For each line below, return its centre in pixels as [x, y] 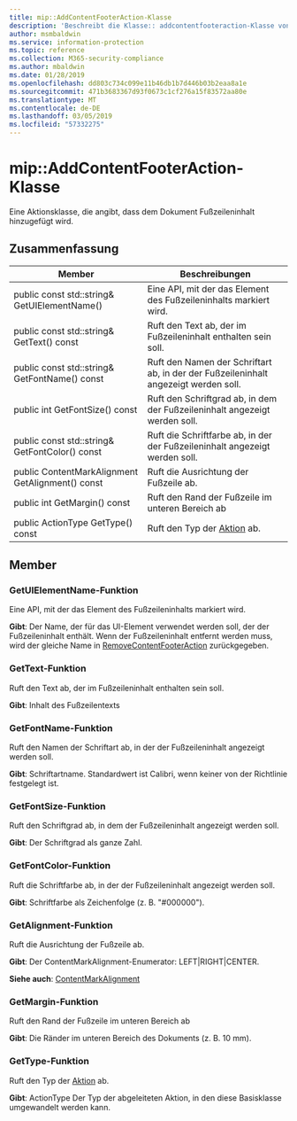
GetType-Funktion [49, 1062]
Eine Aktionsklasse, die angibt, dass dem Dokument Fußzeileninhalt [132, 211]
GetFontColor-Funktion [60, 866]
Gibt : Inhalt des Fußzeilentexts [65, 705]
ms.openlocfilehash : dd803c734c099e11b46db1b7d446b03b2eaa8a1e [128, 83]
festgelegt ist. [34, 783]
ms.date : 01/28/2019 [47, 75]
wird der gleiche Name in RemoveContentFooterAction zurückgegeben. [139, 646]
